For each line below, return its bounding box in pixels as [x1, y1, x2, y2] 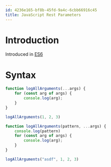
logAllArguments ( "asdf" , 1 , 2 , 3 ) [5, 157, 79, 162]
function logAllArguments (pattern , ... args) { [5, 123, 106, 129]
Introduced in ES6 [5, 51, 43, 57]
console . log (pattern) [14, 129, 60, 134]
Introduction [5, 34, 59, 46]
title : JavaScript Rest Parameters [5, 12, 81, 17]
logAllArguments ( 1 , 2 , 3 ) [5, 114, 60, 119]
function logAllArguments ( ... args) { [5, 86, 86, 91]
